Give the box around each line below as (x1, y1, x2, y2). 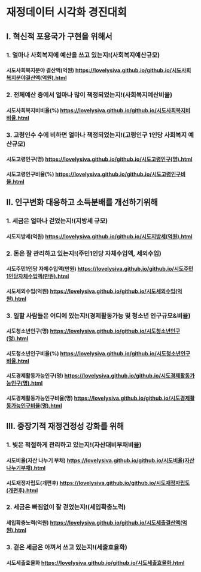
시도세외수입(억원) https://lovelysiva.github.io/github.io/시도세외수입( (6, 288, 178, 295)
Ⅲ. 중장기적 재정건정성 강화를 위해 (6, 421, 124, 432)
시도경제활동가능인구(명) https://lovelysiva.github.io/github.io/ (6, 372, 162, 379)
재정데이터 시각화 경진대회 (6, 5, 127, 19)
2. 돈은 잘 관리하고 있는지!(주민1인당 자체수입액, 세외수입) (6, 249, 162, 257)
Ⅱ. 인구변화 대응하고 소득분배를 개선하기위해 (6, 197, 159, 208)
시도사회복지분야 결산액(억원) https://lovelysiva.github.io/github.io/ (6, 67, 172, 74)
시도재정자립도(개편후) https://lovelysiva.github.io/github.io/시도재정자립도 (6, 479, 190, 486)
